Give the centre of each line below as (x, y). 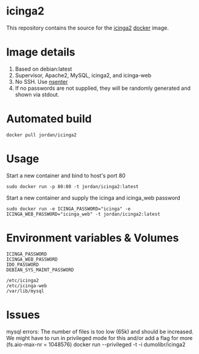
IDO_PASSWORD (23, 264)
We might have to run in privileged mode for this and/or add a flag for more (99, 338)
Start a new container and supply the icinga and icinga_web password (93, 198)
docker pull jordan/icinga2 (42, 135)
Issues (23, 314)
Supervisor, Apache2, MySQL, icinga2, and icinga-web (83, 75)
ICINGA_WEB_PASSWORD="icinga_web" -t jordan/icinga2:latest (84, 214)
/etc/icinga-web (27, 286)
